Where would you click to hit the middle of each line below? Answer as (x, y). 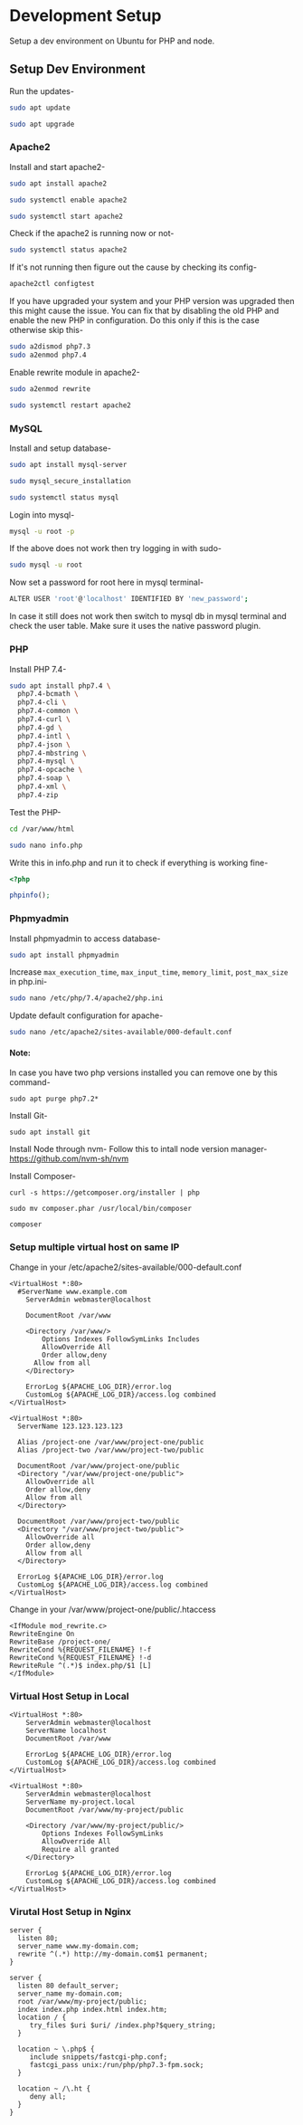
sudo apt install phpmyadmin (64, 955)
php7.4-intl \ (44, 736)
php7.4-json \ (44, 744)
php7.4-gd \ (40, 728)
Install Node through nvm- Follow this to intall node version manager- (138, 1149)
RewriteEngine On (42, 1634)
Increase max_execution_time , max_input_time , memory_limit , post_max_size (149, 972)
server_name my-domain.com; (71, 1994)
